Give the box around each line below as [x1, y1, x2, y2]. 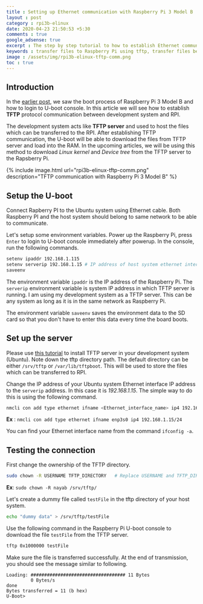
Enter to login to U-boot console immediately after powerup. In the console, [6, 237, 195, 245]
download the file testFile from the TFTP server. [6, 531, 129, 538]
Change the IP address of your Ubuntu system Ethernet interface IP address [6, 380, 196, 388]
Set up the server [6, 333, 72, 343]
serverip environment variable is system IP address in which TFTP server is [6, 284, 195, 291]
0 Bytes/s [30, 577, 56, 583]
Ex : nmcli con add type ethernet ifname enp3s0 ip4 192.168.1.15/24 [6, 416, 182, 423]
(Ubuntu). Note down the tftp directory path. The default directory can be [6, 356, 188, 363]
